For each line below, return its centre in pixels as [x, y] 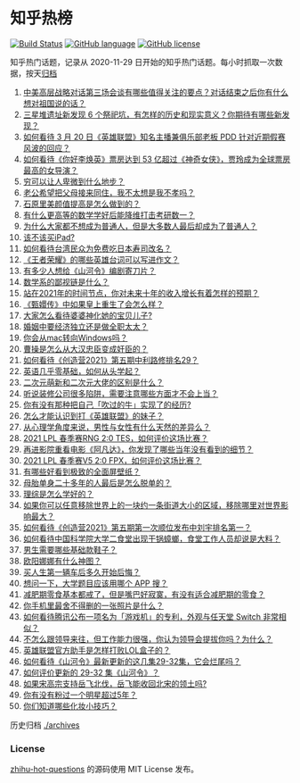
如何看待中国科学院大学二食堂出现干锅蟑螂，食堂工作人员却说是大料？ [152, 538]
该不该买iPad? [49, 237]
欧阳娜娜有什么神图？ [62, 561]
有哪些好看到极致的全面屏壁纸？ [81, 471]
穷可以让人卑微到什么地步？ [74, 181]
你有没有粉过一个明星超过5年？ [80, 695]
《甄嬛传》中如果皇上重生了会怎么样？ [93, 304]
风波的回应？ [46, 147]
